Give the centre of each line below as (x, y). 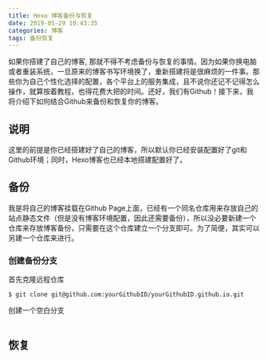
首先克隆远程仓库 (36, 279)
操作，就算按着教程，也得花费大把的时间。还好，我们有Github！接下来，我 (131, 92)
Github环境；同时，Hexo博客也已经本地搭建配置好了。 (98, 160)
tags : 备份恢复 (31, 38)
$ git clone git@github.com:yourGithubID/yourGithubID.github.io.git (126, 295)
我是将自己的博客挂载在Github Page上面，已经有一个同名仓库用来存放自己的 (134, 207)
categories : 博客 (36, 30)
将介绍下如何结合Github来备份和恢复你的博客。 (86, 101)
